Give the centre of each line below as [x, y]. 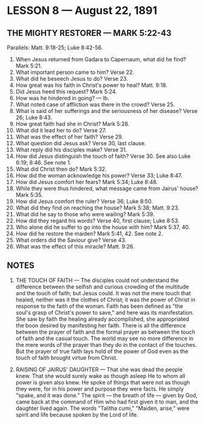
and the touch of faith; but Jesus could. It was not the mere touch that [103, 293]
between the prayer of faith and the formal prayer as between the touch [105, 332]
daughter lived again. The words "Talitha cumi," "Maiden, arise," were [103, 408]
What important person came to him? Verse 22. [75, 72]
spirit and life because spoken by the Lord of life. [77, 414]
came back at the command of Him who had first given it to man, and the [107, 402]
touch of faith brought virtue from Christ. [66, 357]
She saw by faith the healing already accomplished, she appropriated [102, 319]
